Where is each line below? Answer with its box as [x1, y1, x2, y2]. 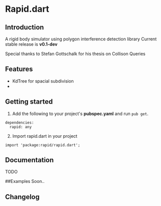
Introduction [5, 23, 44, 31]
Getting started [5, 97, 53, 106]
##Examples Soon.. [5, 178, 45, 184]
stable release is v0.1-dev [5, 41, 58, 47]
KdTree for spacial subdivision [12, 78, 74, 84]
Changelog [5, 193, 40, 201]
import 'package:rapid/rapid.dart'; [5, 143, 80, 147]
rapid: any [9, 124, 32, 129]
